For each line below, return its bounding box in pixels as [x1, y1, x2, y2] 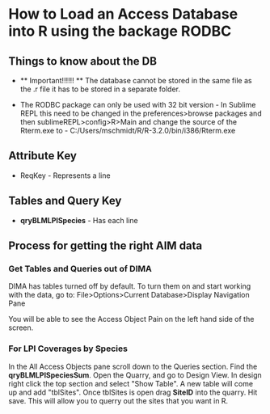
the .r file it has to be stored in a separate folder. [19, 84, 180, 94]
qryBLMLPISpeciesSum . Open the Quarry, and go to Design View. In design [8, 370, 263, 380]
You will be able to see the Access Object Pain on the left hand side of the [8, 315, 255, 324]
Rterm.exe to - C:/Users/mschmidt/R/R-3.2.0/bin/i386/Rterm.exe [19, 126, 236, 135]
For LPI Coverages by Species [8, 343, 128, 354]
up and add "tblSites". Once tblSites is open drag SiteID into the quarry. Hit [8, 387, 258, 397]
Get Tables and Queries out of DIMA [8, 263, 152, 274]
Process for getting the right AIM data [8, 239, 203, 253]
